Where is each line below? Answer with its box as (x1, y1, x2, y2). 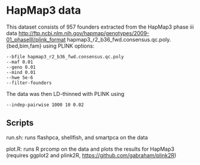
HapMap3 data (6, 4, 82, 17)
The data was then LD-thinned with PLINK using (6, 90, 125, 97)
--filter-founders (6, 80, 52, 86)
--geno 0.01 (6, 64, 36, 70)
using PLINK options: (42, 42, 94, 49)
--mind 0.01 (6, 69, 36, 75)
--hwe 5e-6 (6, 74, 33, 80)
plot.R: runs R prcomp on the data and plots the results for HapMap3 (6, 145, 175, 152)
